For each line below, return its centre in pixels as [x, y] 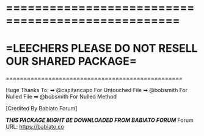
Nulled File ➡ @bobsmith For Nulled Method [61, 97]
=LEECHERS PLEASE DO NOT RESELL [102, 48]
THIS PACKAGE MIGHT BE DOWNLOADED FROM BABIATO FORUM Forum [100, 120]
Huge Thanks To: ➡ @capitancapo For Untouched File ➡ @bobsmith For [97, 90]
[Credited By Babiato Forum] [42, 109]
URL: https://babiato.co [35, 127]
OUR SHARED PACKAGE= [71, 61]
